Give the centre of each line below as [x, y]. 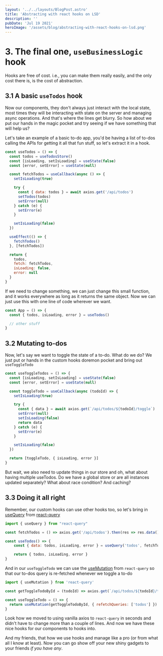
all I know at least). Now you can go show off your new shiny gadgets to [77, 643]
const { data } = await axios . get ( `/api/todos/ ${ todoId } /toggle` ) [86, 409]
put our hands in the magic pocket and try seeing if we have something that [81, 123]
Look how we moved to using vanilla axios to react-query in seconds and [78, 618]
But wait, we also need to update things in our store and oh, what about [76, 472]
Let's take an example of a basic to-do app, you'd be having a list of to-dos [80, 138]
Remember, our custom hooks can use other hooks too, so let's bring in [76, 510]
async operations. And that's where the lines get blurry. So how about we [78, 118]
